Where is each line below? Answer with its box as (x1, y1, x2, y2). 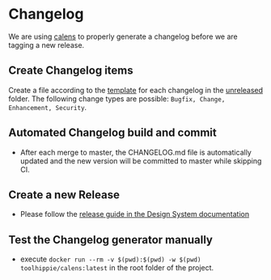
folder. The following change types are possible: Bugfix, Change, (8, 94, 226, 104)
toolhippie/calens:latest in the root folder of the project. (19, 263, 214, 273)
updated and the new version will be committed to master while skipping (19, 155, 262, 166)
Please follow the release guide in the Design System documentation (19, 210, 249, 219)
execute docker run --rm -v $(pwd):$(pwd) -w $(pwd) (19, 254, 201, 264)
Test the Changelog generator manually (8, 232, 213, 247)
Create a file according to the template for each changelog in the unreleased (8, 85, 264, 95)
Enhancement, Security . (8, 102, 87, 112)
